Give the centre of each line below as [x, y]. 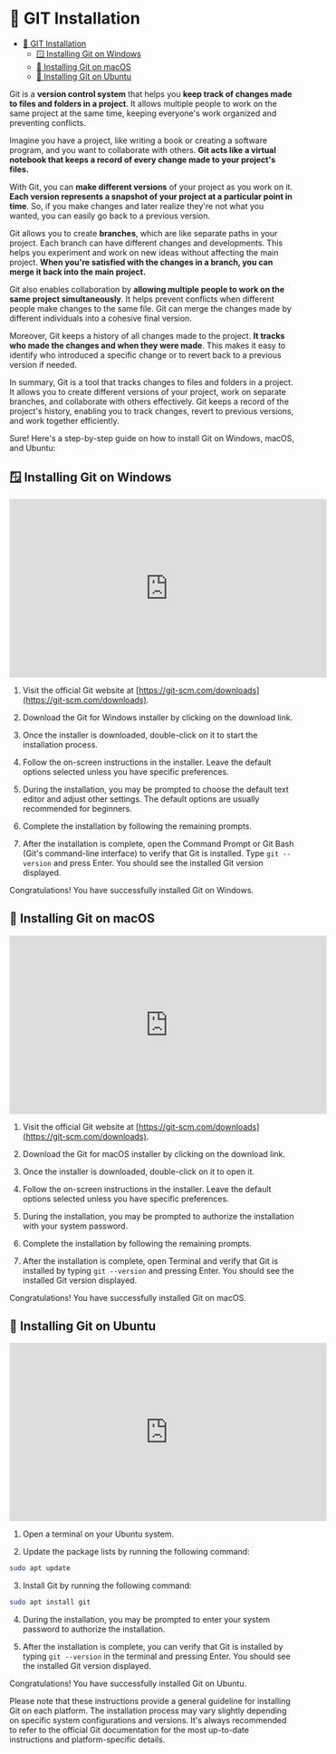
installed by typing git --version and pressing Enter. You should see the [158, 1270]
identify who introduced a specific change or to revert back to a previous [146, 355]
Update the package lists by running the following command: [136, 1552]
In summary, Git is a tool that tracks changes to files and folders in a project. [151, 382]
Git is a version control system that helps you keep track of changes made [151, 93]
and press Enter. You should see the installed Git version [158, 863]
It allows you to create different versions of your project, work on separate [148, 391]
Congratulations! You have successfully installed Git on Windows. [132, 890]
